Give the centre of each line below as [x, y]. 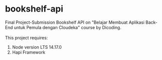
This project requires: [27, 38]
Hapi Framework [28, 52]
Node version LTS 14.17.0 [37, 47]
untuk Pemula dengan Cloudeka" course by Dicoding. [68, 27]
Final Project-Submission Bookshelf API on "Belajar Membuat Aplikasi [75, 22]
